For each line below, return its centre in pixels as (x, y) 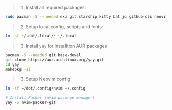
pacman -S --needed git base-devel (43, 55)
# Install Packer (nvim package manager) (50, 98)
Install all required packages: (56, 7)
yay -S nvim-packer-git (31, 102)
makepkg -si (18, 69)
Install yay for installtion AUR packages (66, 46)
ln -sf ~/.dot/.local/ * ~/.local (41, 36)
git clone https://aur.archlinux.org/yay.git (55, 60)
